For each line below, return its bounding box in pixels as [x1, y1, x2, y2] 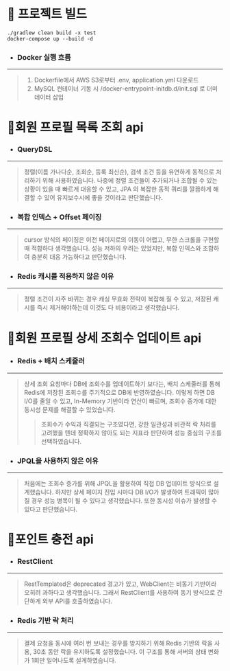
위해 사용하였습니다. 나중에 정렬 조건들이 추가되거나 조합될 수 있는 [42, 176, 218, 184]
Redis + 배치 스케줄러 [16, 356, 86, 366]
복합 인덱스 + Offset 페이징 [16, 212, 102, 222]
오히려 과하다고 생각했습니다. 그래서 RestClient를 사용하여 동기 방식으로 [23, 588, 216, 596]
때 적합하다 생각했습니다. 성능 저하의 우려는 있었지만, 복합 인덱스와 [23, 244, 201, 253]
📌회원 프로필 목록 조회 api [7, 120, 144, 135]
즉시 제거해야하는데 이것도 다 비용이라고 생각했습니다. [36, 304, 180, 312]
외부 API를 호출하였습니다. [42, 597, 113, 605]
